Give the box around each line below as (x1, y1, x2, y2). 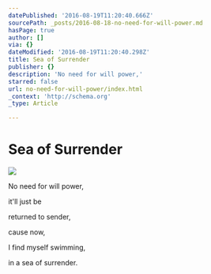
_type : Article (8, 99, 58, 107)
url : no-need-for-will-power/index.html (8, 84, 144, 93)
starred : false (8, 77, 58, 85)
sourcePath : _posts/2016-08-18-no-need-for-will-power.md (8, 19, 203, 27)
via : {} (8, 41, 34, 49)
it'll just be (8, 197, 42, 206)
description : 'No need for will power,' (8, 70, 144, 78)
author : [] (8, 33, 44, 42)
